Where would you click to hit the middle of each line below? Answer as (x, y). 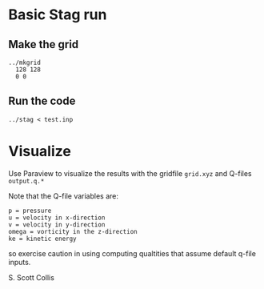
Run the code (42, 101)
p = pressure (30, 211)
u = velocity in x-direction (57, 218)
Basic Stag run (58, 15)
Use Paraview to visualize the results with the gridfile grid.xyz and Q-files (130, 173)
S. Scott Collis (31, 277)
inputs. (20, 262)
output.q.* (26, 181)
